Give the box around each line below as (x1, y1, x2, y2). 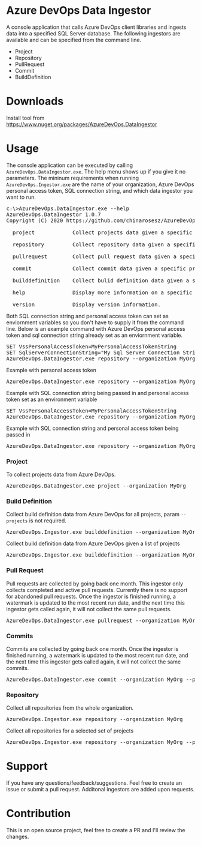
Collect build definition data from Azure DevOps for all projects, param (6, 511, 180, 518)
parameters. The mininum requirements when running (6, 174, 139, 181)
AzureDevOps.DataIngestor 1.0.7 (6, 211, 101, 218)
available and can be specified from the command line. (6, 36, 142, 43)
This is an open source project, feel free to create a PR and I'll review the (6, 827, 185, 834)
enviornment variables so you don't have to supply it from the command (6, 319, 184, 326)
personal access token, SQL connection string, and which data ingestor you (6, 187, 193, 194)
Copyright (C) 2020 (6, 217, 63, 224)
